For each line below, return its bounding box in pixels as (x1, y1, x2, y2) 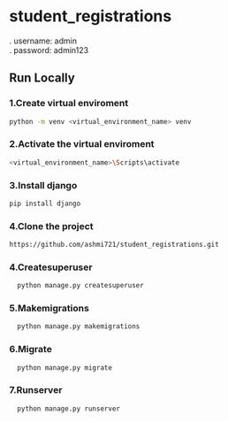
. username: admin (9, 35, 78, 46)
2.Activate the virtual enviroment (9, 138, 155, 150)
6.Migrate (9, 343, 53, 356)
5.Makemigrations (9, 303, 90, 315)
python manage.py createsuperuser (17, 281, 144, 290)
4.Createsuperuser (9, 261, 93, 273)
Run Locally (9, 71, 75, 86)
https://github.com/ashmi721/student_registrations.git (9, 241, 219, 249)
